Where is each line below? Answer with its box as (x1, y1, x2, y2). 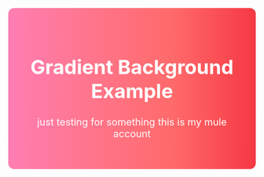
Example (90, 78, 174, 103)
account (112, 127, 152, 140)
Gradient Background (30, 55, 234, 79)
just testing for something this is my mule (36, 115, 228, 128)
